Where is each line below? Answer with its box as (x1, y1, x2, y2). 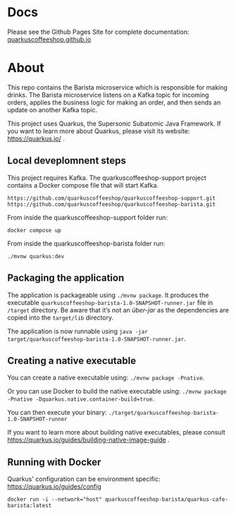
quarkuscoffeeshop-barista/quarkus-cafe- (104, 496, 229, 503)
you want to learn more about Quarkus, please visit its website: (7, 126, 190, 135)
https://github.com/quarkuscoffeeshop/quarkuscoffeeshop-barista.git (7, 200, 216, 208)
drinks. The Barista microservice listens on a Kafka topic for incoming (7, 90, 209, 99)
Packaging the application (7, 272, 125, 284)
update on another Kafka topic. (7, 105, 97, 114)
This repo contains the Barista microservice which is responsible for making (7, 83, 228, 92)
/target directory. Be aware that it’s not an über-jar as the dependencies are (7, 305, 229, 314)
